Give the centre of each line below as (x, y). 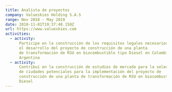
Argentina (29, 57)
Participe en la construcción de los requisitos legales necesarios (93, 43)
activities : (18, 34)
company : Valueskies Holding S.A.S (43, 15)
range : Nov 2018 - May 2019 (35, 19)
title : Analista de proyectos (38, 10)
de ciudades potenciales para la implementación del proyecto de (90, 72)
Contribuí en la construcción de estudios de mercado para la (87, 67)
